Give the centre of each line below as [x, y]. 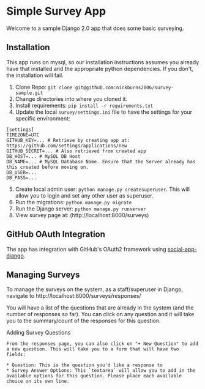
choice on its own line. [38, 381]
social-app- [182, 249]
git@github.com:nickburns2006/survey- [125, 87]
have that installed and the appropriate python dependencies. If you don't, [100, 69]
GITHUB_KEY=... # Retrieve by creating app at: [68, 140]
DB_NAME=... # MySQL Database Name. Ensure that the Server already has [101, 161]
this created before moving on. [47, 167]
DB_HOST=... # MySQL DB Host [43, 156]
